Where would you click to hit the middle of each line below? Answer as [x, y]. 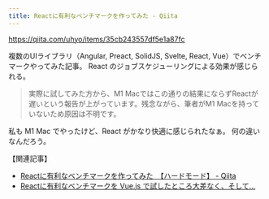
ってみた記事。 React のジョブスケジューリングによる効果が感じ [144, 66]
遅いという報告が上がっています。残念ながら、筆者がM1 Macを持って [144, 103]
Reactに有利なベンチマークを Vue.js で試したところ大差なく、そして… [138, 186]
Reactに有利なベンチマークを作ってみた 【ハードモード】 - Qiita [128, 175]
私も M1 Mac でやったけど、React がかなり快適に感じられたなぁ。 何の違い [134, 131]
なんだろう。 [30, 141]
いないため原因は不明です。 [74, 114]
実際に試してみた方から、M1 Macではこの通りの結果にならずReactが [143, 93]
